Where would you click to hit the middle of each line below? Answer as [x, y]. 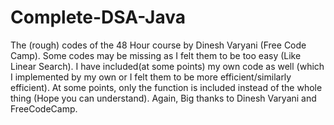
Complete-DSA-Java [98, 17]
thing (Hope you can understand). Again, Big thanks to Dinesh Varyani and [163, 98]
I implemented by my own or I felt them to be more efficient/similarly [151, 77]
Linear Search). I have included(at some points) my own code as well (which [167, 66]
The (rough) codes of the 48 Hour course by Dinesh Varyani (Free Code [158, 45]
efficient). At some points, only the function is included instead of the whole [166, 87]
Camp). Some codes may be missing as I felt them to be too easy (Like [156, 55]
